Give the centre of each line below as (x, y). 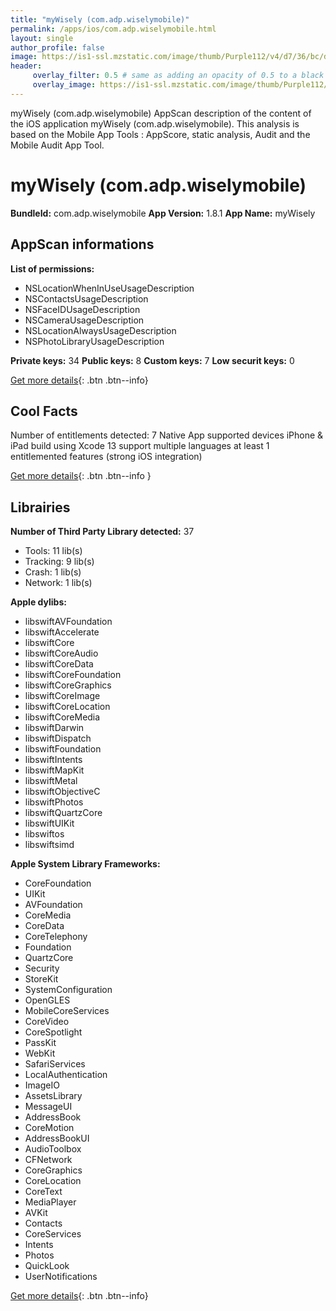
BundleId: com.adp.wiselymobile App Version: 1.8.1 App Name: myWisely (163, 213)
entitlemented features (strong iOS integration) (106, 457)
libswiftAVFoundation (68, 622)
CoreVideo (47, 1022)
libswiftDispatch (58, 738)
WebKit (40, 1053)
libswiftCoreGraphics (68, 685)
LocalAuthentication (66, 1075)
